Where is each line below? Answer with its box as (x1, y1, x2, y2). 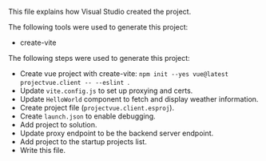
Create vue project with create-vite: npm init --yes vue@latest (19, 69, 229, 78)
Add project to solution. (19, 120, 97, 129)
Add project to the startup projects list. (19, 137, 148, 147)
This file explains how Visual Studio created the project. (8, 7, 192, 16)
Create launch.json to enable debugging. (19, 111, 156, 121)
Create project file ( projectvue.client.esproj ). (19, 103, 174, 112)
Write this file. (19, 146, 66, 155)
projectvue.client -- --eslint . (19, 78, 130, 87)
